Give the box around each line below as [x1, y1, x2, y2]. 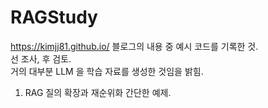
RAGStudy [10, 6, 98, 29]
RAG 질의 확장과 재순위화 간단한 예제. [24, 86, 172, 98]
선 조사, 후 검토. [10, 52, 72, 65]
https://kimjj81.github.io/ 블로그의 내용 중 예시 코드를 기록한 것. [10, 40, 259, 52]
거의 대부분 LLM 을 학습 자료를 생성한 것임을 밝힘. [10, 65, 204, 77]
